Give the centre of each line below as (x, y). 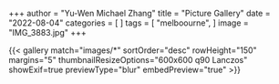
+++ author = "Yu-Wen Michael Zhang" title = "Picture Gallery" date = (139, 13)
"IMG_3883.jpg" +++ (48, 32)
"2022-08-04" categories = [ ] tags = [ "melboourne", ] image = (129, 23)
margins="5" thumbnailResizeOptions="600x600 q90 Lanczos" (128, 60)
